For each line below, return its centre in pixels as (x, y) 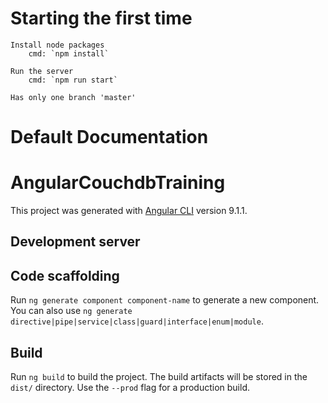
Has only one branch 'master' (73, 97)
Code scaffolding (65, 275)
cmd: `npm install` (69, 53)
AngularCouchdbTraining (118, 183)
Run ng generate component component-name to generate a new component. (165, 300)
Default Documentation (109, 137)
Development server (75, 242)
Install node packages (57, 45)
